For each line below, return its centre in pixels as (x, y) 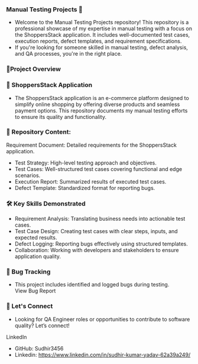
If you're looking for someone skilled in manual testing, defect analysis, (101, 47)
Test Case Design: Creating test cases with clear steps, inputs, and (96, 231)
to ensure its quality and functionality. (60, 117)
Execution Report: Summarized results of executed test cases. (90, 181)
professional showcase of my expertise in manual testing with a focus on (103, 28)
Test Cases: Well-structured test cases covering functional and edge (98, 169)
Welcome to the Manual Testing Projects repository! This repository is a (102, 22)
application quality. (38, 256)
